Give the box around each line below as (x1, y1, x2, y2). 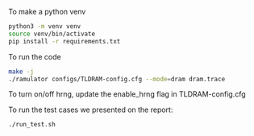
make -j (8, 68, 35, 76)
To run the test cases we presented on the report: (8, 105, 173, 115)
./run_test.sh (8, 121, 56, 129)
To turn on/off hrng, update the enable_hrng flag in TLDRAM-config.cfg (8, 89, 246, 99)
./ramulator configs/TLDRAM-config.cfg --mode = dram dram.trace (8, 75, 226, 83)
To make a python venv (8, 7, 86, 16)
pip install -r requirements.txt (8, 37, 121, 45)
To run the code (8, 52, 62, 61)
